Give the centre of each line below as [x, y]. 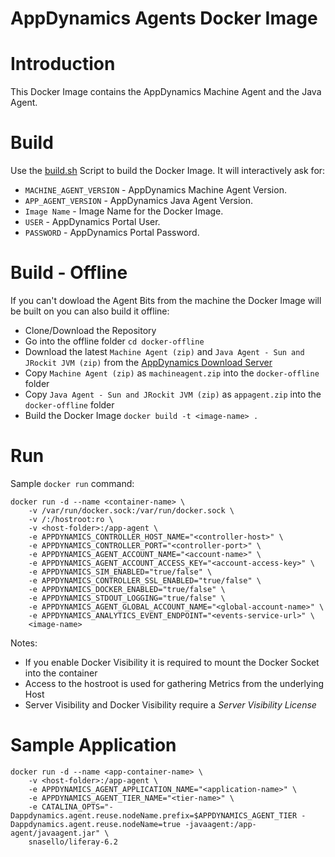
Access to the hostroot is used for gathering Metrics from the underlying [174, 683]
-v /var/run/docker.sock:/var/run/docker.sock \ [131, 510]
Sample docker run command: [72, 483]
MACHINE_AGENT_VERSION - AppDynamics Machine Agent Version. [155, 190]
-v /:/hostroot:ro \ [71, 519]
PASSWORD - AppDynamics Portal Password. [112, 233]
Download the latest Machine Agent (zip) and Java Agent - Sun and [164, 351]
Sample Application [93, 745]
